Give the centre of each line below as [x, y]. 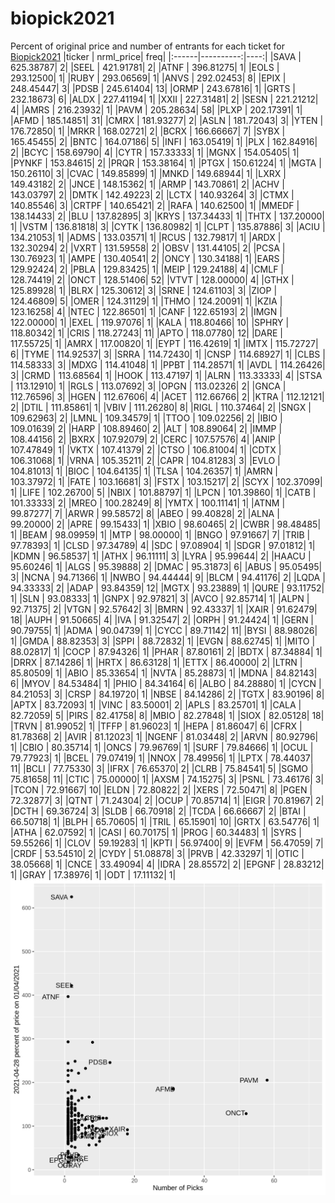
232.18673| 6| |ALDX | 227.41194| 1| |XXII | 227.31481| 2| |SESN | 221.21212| [164, 99]
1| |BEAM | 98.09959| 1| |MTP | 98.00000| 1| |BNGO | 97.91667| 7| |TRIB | [160, 534]
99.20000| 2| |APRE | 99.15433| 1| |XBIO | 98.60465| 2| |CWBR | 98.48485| [166, 524]
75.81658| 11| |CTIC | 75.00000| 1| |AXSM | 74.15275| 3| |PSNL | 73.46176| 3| [167, 779]
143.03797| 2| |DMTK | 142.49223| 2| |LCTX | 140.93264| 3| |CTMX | [152, 194]
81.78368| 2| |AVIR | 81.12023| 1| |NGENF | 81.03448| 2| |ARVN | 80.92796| [164, 736]
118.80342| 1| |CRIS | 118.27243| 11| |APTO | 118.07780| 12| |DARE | [146, 333]
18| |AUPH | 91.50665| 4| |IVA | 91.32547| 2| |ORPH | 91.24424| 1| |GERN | [162, 619]
